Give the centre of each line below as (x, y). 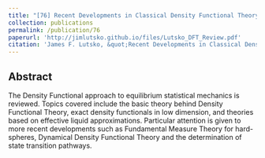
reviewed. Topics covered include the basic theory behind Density (116, 104)
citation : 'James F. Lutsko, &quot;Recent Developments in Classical (125, 45)
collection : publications (50, 23)
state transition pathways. (50, 145)
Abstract (30, 77)
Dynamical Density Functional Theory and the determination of (140, 137)
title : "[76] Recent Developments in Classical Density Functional (121, 15)
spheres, (22, 137)
